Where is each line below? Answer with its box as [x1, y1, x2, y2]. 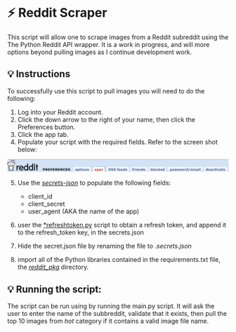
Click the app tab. [17, 130, 69, 138]
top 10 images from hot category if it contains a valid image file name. [7, 317, 209, 326]
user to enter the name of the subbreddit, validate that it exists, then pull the [7, 310, 227, 318]
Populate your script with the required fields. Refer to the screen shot [17, 138, 218, 146]
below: [17, 145, 37, 154]
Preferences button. [17, 123, 76, 131]
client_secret [27, 200, 65, 208]
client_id [27, 192, 53, 201]
